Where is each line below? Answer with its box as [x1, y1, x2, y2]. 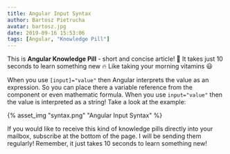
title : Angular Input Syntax [7, 10, 91, 17]
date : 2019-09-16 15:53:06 [7, 29, 85, 37]
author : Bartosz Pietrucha [7, 17, 85, 23]
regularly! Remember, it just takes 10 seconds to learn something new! [7, 139, 208, 148]
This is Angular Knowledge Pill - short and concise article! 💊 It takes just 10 [7, 55, 223, 63]
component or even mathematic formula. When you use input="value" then [7, 90, 223, 99]
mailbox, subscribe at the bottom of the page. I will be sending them [7, 132, 202, 140]
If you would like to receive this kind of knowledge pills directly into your [7, 125, 213, 133]
